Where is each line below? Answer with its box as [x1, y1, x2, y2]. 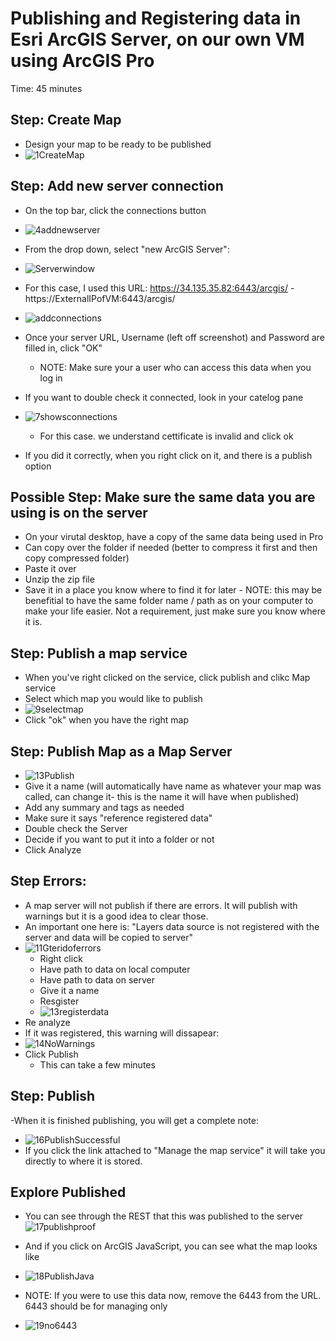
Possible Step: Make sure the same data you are [10, 488, 316, 506]
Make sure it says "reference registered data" [24, 812, 213, 824]
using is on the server [10, 504, 148, 521]
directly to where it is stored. [24, 1155, 143, 1167]
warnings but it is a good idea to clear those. [24, 910, 209, 922]
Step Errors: [10, 873, 87, 890]
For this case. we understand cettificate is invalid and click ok [39, 430, 294, 442]
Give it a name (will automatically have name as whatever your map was [24, 780, 322, 792]
